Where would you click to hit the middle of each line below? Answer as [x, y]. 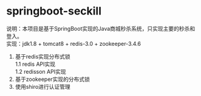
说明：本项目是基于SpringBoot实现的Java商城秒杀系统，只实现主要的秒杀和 [101, 28]
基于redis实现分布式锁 [43, 56]
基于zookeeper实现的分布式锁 [52, 79]
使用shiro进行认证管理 [43, 86]
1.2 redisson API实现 [40, 71]
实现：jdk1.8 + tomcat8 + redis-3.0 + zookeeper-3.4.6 [74, 43]
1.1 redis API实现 [35, 64]
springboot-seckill [54, 11]
